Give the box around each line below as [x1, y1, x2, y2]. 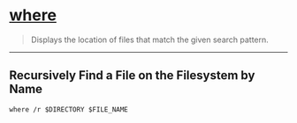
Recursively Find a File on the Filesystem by [9, 68, 255, 83]
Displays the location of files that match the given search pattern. [30, 34, 270, 45]
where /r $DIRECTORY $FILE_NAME [9, 105, 128, 114]
